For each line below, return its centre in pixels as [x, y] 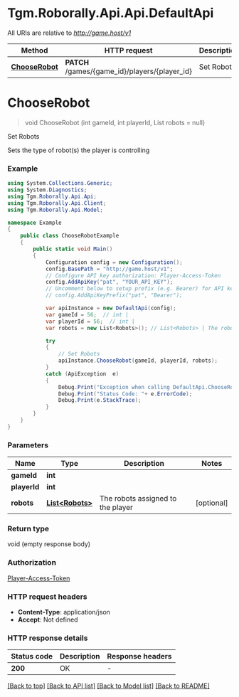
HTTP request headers [47, 597]
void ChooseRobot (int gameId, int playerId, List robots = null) [115, 122]
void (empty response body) [49, 544]
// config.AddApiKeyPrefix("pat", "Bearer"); [114, 296]
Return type [28, 529]
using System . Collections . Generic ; [60, 183]
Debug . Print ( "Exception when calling [114, 387]
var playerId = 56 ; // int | [90, 321]
